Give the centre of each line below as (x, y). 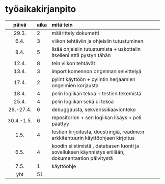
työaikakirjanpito (41, 9)
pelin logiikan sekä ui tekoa (82, 101)
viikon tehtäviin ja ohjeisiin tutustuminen (97, 41)
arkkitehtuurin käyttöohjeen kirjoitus (93, 138)
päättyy (60, 123)
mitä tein (62, 25)
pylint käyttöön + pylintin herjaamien (93, 79)
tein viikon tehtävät (73, 63)
